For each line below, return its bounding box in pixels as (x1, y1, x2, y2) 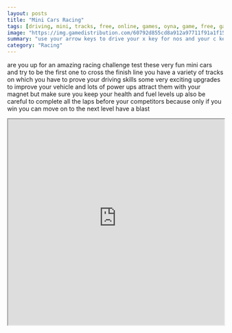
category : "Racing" (7, 42, 63, 49)
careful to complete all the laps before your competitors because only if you (7, 97, 222, 105)
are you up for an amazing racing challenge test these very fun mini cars (7, 61, 213, 69)
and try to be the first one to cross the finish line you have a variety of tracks (7, 68, 224, 76)
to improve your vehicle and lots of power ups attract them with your (7, 83, 201, 91)
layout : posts (7, 10, 48, 17)
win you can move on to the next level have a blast (7, 104, 150, 113)
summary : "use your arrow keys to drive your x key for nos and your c (7, 36, 216, 43)
